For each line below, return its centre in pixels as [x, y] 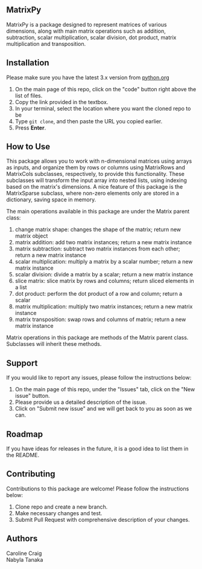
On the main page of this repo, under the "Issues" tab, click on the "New [105, 389]
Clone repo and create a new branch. [61, 507]
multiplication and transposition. [46, 44]
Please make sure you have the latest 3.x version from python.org [88, 77]
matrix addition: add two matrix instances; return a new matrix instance [103, 242]
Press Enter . [30, 128]
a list [21, 287]
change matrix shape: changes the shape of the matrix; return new [98, 230]
